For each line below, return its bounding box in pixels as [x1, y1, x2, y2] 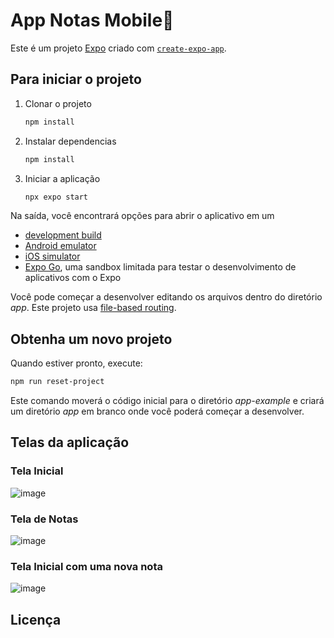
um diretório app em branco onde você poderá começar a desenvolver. [10, 405, 305, 418]
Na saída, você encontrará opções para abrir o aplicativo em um [10, 210, 275, 222]
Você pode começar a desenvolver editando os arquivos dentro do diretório [10, 291, 323, 303]
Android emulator [24, 240, 97, 252]
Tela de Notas [10, 512, 79, 526]
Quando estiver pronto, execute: [10, 357, 143, 369]
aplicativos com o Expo [24, 272, 122, 284]
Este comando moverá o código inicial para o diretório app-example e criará [10, 395, 325, 407]
